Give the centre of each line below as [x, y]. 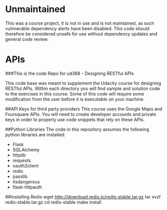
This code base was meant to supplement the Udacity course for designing [83, 83]
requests [22, 160]
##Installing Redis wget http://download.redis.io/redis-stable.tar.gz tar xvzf [83, 196]
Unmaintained [35, 9]
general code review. [27, 39]
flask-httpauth [27, 187]
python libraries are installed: [35, 135]
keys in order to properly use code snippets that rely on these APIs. [75, 120]
